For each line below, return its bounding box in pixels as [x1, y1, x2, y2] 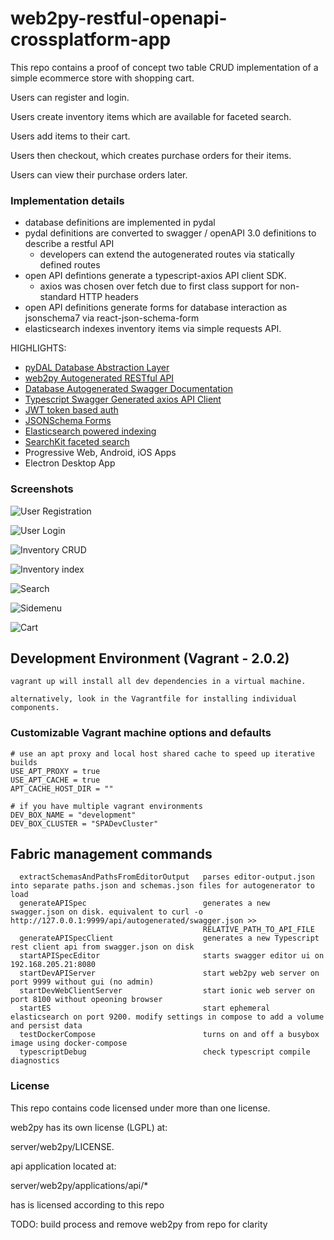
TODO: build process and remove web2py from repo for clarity [10, 1218, 268, 1230]
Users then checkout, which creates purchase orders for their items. [10, 149, 292, 161]
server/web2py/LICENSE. [10, 1140, 115, 1152]
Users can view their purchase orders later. [10, 168, 188, 181]
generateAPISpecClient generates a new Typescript [19, 933, 320, 944]
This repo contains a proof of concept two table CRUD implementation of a [10, 61, 319, 73]
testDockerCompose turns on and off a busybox [19, 1030, 320, 1040]
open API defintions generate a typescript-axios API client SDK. [24, 270, 287, 282]
